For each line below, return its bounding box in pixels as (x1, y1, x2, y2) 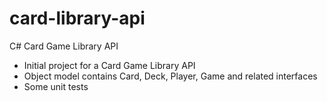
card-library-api (9, 7, 146, 30)
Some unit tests (23, 80, 89, 92)
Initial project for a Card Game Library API (23, 59, 196, 71)
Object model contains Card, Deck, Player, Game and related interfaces (23, 70, 318, 82)
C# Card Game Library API (9, 40, 119, 52)
